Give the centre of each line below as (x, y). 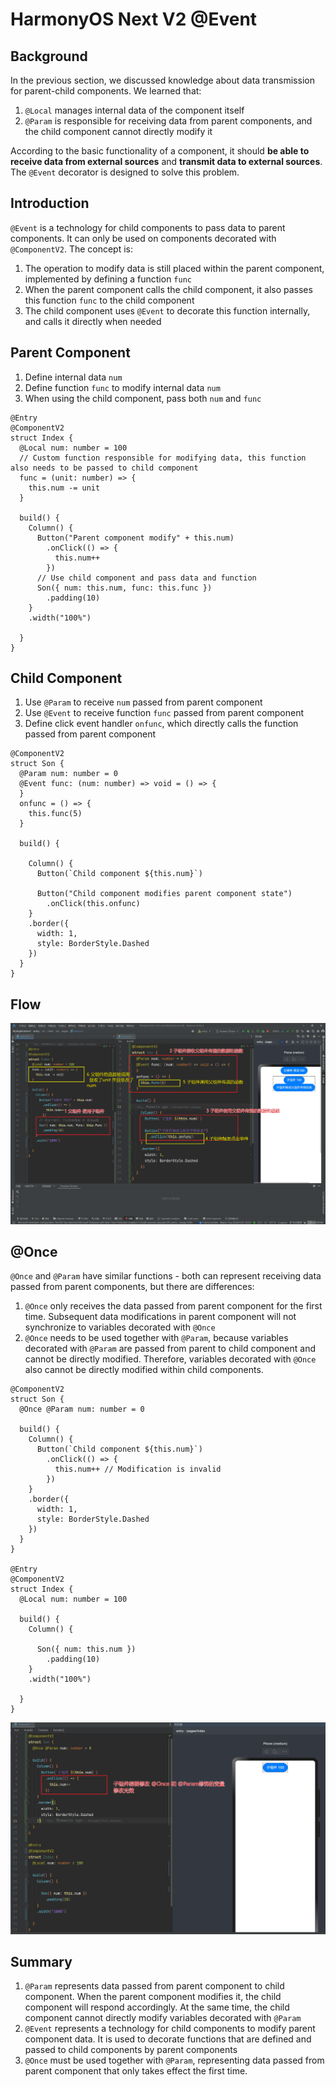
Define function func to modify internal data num (122, 387)
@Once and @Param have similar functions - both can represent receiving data (166, 1276)
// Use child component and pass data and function (146, 578)
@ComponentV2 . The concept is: (72, 249)
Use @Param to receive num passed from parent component (143, 702)
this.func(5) (55, 814)
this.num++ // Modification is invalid (138, 1469)
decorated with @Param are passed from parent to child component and (170, 1349)
